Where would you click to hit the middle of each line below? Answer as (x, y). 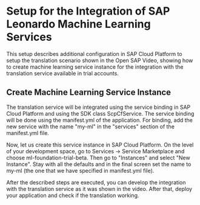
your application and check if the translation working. (73, 195)
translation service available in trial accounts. (63, 73)
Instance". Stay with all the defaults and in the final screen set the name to (99, 164)
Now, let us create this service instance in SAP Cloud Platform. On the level (100, 145)
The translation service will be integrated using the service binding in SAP (98, 107)
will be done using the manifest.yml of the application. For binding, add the (99, 120)
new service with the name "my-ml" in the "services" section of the (90, 127)
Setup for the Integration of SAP (88, 11)
